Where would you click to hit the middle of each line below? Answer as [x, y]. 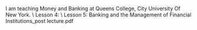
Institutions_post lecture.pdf [40, 21]
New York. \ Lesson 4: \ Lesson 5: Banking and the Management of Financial [98, 15]
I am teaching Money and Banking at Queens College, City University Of [93, 9]
